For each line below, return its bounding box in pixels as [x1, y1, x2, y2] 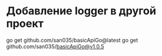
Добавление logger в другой [6, 4, 157, 18]
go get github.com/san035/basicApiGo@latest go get [6, 36, 138, 43]
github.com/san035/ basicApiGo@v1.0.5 [6, 43, 104, 50]
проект [6, 17, 44, 30]
